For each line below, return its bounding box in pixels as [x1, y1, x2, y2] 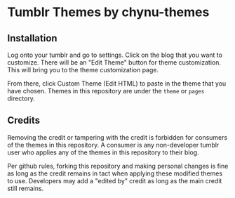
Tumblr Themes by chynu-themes [7, 4, 210, 20]
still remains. [7, 184, 44, 192]
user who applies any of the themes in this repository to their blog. [7, 148, 199, 157]
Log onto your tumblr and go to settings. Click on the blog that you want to [7, 51, 223, 59]
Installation [7, 32, 58, 44]
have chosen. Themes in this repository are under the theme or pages [7, 87, 205, 95]
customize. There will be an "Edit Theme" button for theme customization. [7, 58, 221, 67]
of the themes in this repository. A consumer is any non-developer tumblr [7, 140, 220, 149]
